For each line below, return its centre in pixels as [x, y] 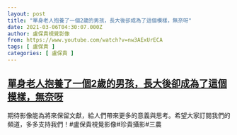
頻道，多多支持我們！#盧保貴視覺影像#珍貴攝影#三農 [85, 124]
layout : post [27, 14]
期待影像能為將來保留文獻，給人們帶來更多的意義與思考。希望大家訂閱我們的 [119, 115]
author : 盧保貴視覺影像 [39, 34]
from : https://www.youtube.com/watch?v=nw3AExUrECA [85, 40]
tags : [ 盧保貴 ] [31, 47]
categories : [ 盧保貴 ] [41, 54]
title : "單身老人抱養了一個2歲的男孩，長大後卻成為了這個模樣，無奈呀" [100, 20]
